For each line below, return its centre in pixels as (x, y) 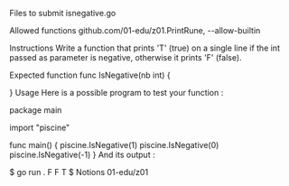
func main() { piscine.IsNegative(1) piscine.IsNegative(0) (114, 145)
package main (36, 110)
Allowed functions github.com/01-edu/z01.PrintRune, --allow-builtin (135, 30)
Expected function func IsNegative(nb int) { (90, 75)
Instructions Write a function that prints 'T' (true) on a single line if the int (144, 48)
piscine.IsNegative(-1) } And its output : (82, 154)
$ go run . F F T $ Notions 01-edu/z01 (79, 172)
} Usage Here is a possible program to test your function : (117, 93)
